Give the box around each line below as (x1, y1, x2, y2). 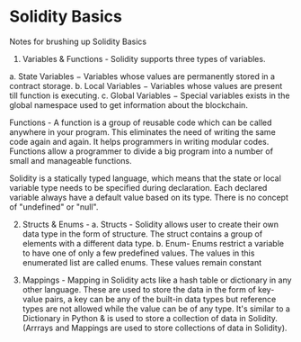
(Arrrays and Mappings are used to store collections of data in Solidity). (22, 322, 288, 333)
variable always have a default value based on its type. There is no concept (9, 192, 289, 202)
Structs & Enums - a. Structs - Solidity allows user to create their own (22, 219, 279, 229)
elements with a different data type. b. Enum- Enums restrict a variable (22, 238, 285, 248)
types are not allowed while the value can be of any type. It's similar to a (22, 303, 290, 314)
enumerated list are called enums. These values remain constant (22, 256, 262, 267)
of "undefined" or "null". (9, 201, 99, 212)
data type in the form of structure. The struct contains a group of (22, 228, 263, 239)
